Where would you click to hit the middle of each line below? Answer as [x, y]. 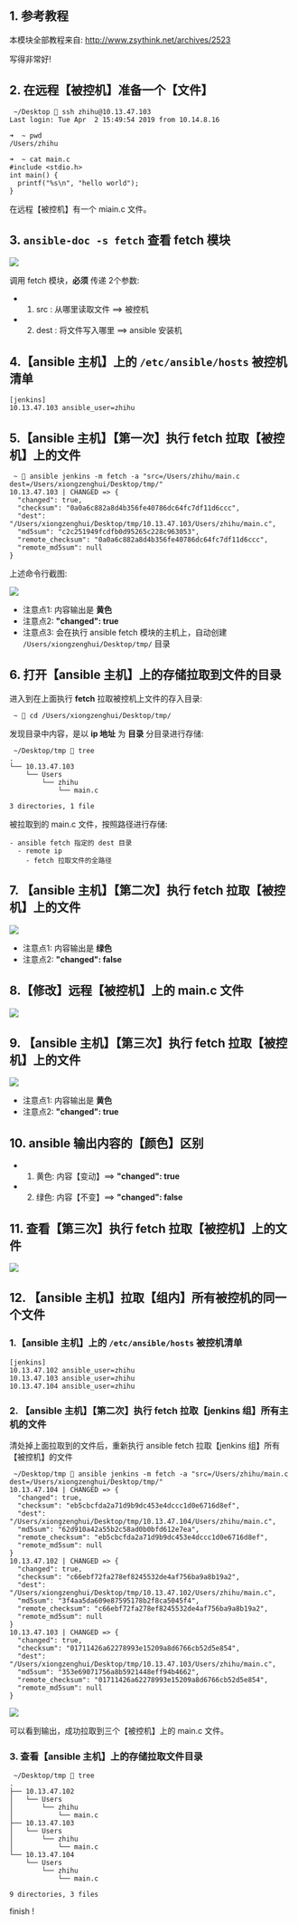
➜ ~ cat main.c [40, 159]
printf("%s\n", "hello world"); [79, 183]
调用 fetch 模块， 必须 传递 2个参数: [74, 281]
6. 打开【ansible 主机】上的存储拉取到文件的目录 [145, 675]
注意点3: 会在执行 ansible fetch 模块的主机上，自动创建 [125, 633]
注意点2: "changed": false [72, 959]
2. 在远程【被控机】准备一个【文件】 [112, 90]
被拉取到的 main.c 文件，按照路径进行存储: [88, 824]
